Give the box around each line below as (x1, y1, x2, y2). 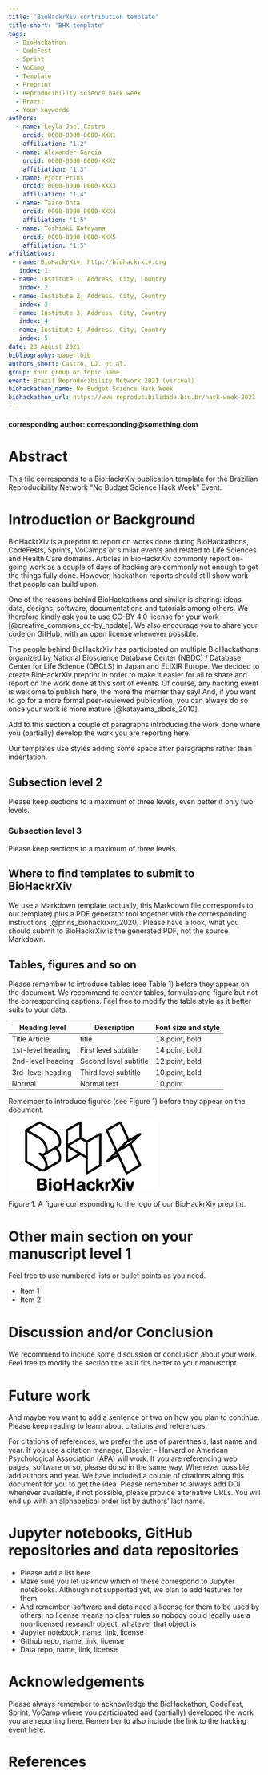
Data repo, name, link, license (19, 1644, 118, 1655)
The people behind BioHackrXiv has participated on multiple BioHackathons (8, 645, 258, 654)
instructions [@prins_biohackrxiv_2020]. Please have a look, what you (8, 918, 239, 928)
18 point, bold (155, 1034, 202, 1044)
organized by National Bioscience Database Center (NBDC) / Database (8, 653, 242, 663)
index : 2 (18, 283, 48, 292)
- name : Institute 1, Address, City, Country (11, 275, 166, 283)
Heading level (18, 1022, 66, 1032)
